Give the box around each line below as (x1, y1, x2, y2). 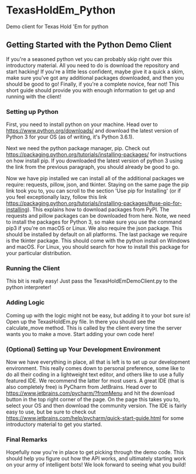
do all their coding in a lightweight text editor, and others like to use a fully (6, 371, 184, 378)
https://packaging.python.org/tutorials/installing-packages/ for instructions (6, 151, 187, 158)
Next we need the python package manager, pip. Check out (6, 145, 150, 152)
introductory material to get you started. (6, 421, 102, 428)
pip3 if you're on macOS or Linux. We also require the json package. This (6, 225, 183, 232)
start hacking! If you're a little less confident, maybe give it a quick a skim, (6, 68, 185, 75)
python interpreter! (6, 284, 51, 291)
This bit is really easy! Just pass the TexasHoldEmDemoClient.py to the (6, 277, 177, 285)
